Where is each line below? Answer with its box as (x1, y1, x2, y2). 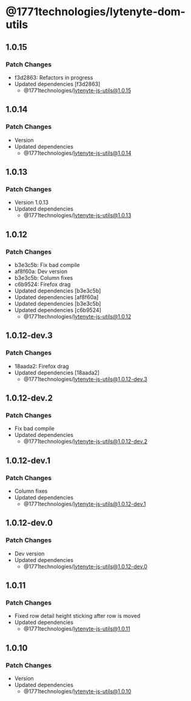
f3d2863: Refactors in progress (14, 73, 93, 81)
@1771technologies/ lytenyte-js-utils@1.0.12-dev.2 (23, 438, 148, 445)
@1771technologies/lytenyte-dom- (5, 5, 186, 19)
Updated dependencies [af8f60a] (14, 293, 99, 300)
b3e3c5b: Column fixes (14, 274, 73, 281)
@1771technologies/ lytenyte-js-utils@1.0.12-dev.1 (23, 500, 146, 507)
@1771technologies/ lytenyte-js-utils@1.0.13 (23, 212, 132, 219)
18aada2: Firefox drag (14, 362, 69, 370)
